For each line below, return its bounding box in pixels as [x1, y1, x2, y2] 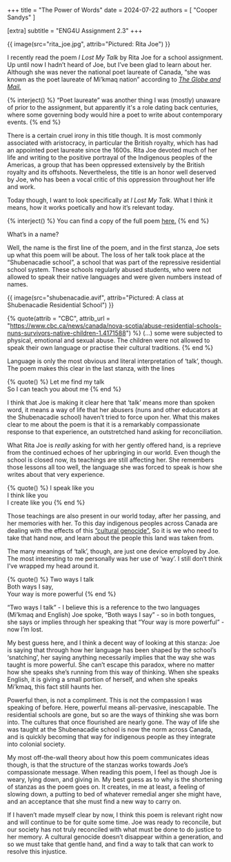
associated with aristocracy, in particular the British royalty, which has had [7, 139, 219, 147]
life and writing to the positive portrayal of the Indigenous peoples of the [7, 153, 213, 161]
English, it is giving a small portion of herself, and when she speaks [7, 676, 198, 683]
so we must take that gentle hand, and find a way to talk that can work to [7, 840, 214, 848]
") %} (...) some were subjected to [125, 329, 223, 337]
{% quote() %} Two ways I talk [7, 576, 94, 583]
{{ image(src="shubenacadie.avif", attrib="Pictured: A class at [7, 293, 184, 302]
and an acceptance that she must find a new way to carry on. [7, 797, 181, 805]
